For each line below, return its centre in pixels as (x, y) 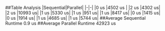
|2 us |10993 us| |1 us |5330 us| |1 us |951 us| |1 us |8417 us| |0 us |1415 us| (83, 13)
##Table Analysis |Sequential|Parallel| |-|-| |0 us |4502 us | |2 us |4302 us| (83, 8)
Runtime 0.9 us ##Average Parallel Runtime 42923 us (61, 23)
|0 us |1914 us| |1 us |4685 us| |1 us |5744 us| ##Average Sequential (75, 18)
